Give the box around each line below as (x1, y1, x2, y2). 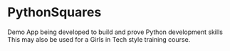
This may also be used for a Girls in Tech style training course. (7, 35, 191, 43)
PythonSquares (7, 4, 102, 21)
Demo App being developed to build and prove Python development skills (7, 28, 223, 36)
